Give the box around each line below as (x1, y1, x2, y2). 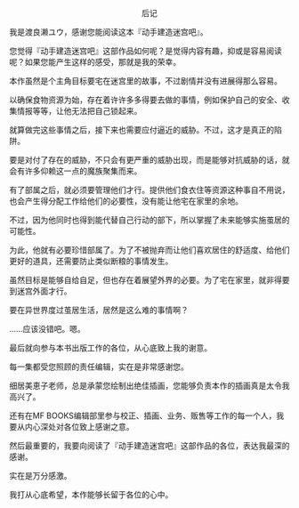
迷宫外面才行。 (16, 286, 72, 296)
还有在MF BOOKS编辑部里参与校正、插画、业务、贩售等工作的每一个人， (9, 410, 277, 421)
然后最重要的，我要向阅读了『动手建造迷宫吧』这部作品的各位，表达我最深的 (9, 440, 290, 451)
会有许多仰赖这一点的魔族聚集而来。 (9, 165, 142, 176)
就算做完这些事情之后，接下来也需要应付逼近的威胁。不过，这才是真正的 (9, 125, 274, 135)
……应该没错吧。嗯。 (9, 324, 86, 334)
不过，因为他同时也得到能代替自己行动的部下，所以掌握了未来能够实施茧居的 (9, 214, 290, 225)
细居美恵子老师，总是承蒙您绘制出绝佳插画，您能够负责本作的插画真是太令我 (9, 381, 290, 391)
